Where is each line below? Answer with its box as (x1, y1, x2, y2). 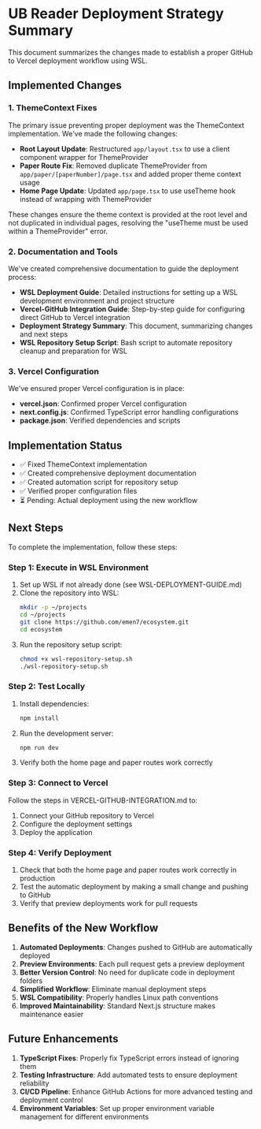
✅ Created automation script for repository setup (19, 478, 178, 487)
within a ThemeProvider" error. (8, 226, 108, 236)
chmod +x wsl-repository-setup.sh (19, 655, 133, 663)
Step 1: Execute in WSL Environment (8, 561, 149, 572)
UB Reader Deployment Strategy (8, 5, 224, 23)
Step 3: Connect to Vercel (8, 777, 108, 788)
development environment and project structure (19, 296, 175, 305)
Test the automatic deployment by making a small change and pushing (19, 882, 249, 892)
